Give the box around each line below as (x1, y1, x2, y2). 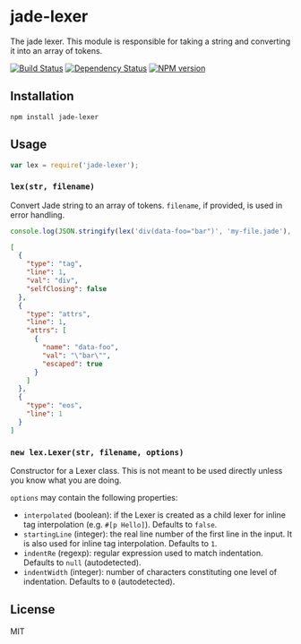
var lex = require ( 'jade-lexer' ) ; (10, 160, 140, 169)
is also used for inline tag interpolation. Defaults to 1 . (22, 538, 218, 549)
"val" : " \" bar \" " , (42, 351, 111, 360)
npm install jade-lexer (10, 112, 99, 122)
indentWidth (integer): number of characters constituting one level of (22, 567, 278, 578)
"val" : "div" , (26, 276, 79, 286)
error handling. (10, 209, 65, 220)
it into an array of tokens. (10, 45, 103, 56)
